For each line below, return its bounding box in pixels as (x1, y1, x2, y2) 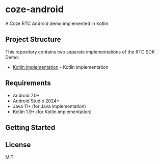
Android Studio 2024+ (12, 98, 60, 104)
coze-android (5, 4, 64, 15)
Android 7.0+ (12, 92, 40, 98)
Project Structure (5, 35, 61, 44)
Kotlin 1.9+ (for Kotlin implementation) (12, 108, 92, 115)
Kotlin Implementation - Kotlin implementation (12, 64, 109, 70)
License (5, 141, 31, 149)
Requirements (5, 79, 51, 88)
